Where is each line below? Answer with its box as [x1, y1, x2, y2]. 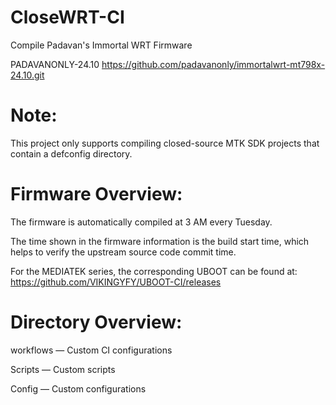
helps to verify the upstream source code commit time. [10, 246, 237, 258]
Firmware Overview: [10, 183, 183, 206]
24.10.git [10, 69, 45, 81]
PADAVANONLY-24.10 [10, 58, 100, 70]
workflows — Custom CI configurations [10, 344, 173, 356]
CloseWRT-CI [10, 6, 125, 29]
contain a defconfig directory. [10, 147, 133, 160]
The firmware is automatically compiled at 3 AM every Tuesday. [10, 216, 273, 228]
